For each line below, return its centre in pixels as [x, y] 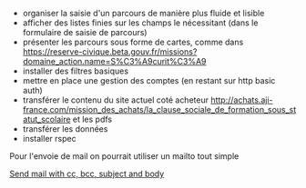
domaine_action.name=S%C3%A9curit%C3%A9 [114, 61]
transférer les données [65, 129]
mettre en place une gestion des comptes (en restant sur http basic [149, 80]
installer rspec [49, 139]
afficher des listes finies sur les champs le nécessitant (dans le [140, 23]
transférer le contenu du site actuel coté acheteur [116, 100]
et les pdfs [92, 119]
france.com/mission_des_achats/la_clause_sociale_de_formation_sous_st [159, 109]
